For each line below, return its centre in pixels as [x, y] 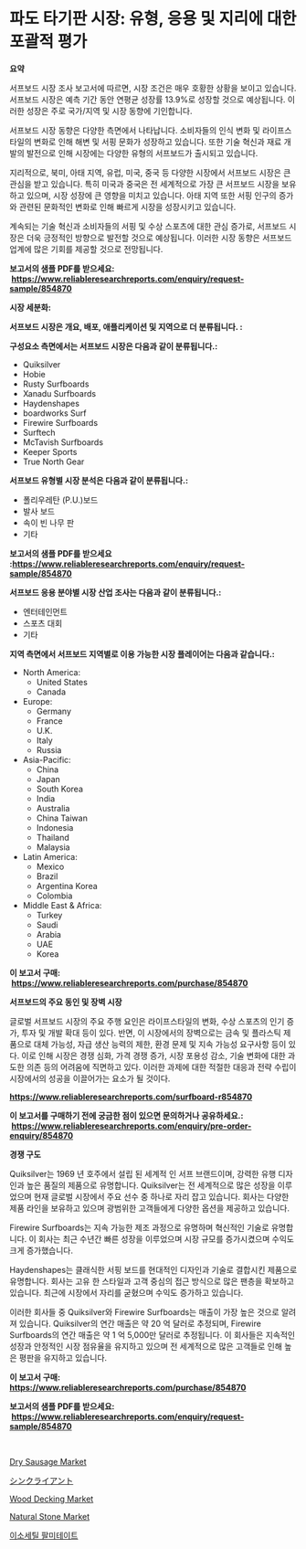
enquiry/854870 [42, 1135]
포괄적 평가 [48, 42]
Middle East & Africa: [62, 905]
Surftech [39, 432]
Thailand [53, 837]
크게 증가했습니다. [42, 1250]
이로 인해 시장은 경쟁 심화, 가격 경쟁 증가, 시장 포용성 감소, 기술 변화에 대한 [153, 1056]
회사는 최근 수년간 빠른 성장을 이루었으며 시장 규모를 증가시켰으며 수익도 [166, 1238]
